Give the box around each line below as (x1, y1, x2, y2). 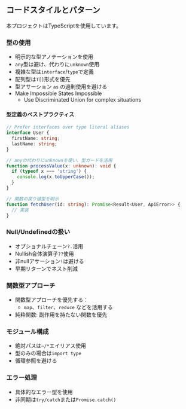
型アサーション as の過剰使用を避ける (14, 83, 108, 90)
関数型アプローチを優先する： (14, 296, 89, 303)
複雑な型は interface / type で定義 (14, 68, 94, 75)
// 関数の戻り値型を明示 (6, 196, 59, 202)
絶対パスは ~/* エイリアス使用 (14, 342, 87, 349)
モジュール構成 (6, 327, 49, 335)
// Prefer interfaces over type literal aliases (6, 124, 130, 130)
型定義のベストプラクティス (6, 111, 75, 118)
